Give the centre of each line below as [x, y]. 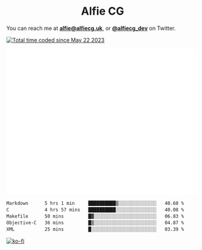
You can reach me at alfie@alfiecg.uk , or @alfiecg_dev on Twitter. [91, 28]
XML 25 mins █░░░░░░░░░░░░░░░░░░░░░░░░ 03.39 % [95, 229]
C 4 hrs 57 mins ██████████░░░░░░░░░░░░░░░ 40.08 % [95, 210]
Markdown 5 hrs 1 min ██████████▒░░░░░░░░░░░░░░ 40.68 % [95, 204]
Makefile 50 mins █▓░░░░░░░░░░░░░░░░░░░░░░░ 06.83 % [95, 216]
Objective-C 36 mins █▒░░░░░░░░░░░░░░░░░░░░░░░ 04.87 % [95, 222]
